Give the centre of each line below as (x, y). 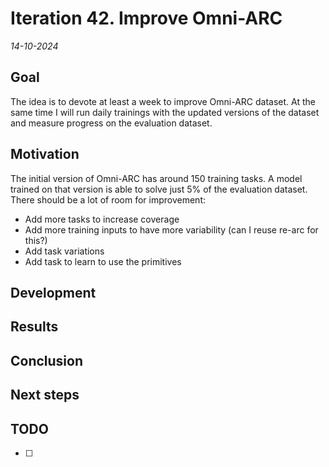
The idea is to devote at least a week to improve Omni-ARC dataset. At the (163, 101)
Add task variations (64, 251)
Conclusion (47, 360)
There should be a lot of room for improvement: (108, 199)
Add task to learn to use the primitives (103, 261)
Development (53, 292)
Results (34, 327)
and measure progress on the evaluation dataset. (111, 123)
